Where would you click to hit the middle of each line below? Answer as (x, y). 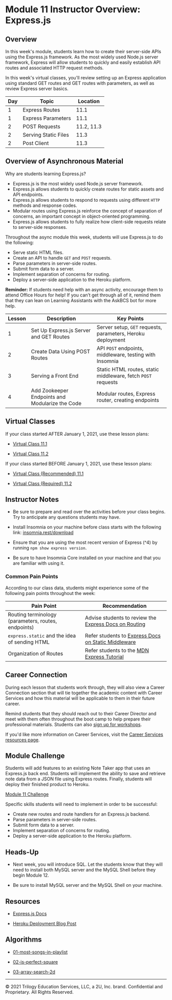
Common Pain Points (32, 577)
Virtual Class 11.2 (30, 454)
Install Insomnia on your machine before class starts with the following (87, 527)
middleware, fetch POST (124, 376)
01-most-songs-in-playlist (40, 952)
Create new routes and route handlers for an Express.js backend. (81, 814)
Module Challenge (35, 756)
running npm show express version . (50, 548)
